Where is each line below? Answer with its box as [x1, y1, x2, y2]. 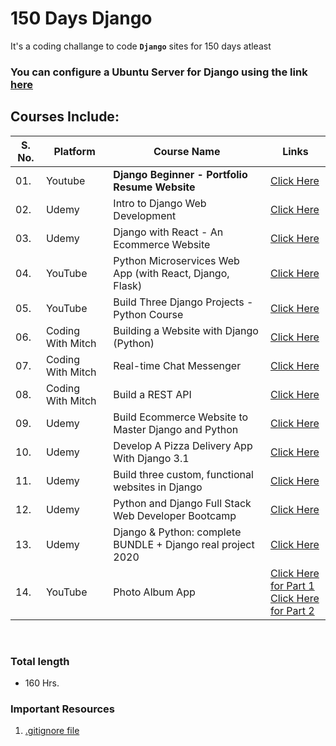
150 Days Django [10, 7, 153, 30]
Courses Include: [10, 108, 120, 126]
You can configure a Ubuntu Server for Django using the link [10, 65, 308, 79]
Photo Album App [113, 585, 196, 599]
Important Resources [10, 702, 115, 716]
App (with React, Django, [113, 266, 230, 280]
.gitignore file [24, 725, 80, 737]
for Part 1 [269, 578, 315, 592]
